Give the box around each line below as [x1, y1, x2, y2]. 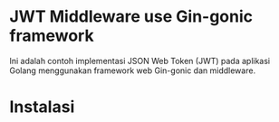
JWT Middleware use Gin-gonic [9, 6, 254, 27]
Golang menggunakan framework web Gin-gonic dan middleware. [9, 65, 256, 76]
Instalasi [9, 97, 75, 117]
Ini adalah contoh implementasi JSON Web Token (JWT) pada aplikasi [9, 55, 270, 66]
